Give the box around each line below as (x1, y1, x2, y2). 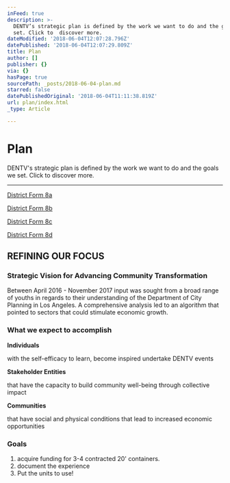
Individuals (7, 340, 40, 349)
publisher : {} (7, 61, 48, 68)
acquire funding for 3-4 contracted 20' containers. (16, 454, 160, 462)
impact (7, 388, 27, 396)
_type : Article (7, 106, 51, 112)
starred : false (7, 86, 51, 93)
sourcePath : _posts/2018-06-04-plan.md (7, 80, 121, 87)
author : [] (7, 55, 38, 62)
